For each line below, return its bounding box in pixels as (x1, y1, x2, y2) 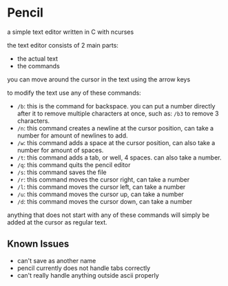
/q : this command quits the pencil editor (17, 160, 131, 169)
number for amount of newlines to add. (17, 131, 129, 140)
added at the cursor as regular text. (7, 218, 108, 226)
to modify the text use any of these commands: (7, 88, 141, 97)
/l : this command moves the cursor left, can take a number (17, 182, 186, 191)
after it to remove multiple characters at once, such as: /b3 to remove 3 (17, 109, 219, 117)
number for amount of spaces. (17, 146, 104, 154)
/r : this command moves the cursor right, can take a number (17, 175, 190, 184)
